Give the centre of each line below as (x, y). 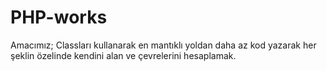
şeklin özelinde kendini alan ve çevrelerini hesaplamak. (123, 55)
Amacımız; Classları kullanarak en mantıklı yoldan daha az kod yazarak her (163, 45)
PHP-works (59, 17)
